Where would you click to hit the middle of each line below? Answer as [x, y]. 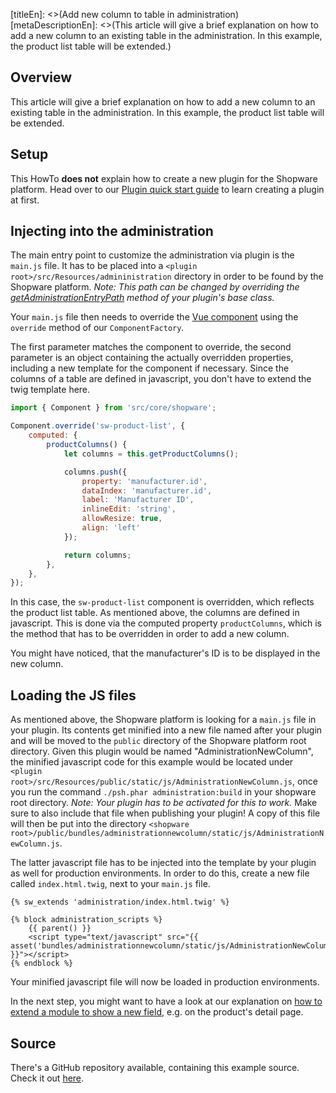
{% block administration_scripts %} [86, 920]
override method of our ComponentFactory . [97, 328]
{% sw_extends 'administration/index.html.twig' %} [120, 902]
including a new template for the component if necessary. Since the [150, 368]
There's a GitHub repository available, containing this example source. [155, 1067]
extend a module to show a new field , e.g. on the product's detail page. [157, 1012]
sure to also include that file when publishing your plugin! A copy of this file [165, 813]
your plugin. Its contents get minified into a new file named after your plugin [166, 730]
